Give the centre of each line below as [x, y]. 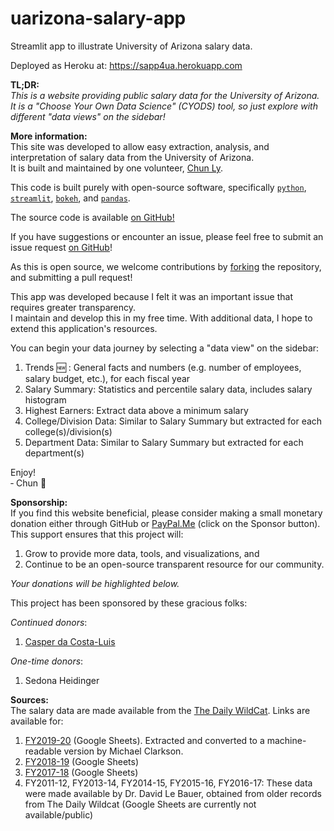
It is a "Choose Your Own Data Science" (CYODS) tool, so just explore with [164, 106]
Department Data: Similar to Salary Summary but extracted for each [164, 442]
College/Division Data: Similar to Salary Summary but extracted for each [173, 421]
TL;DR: [25, 84]
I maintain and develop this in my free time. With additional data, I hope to [161, 318]
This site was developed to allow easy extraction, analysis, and [140, 146]
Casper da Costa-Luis [70, 641]
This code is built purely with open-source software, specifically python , [158, 187]
